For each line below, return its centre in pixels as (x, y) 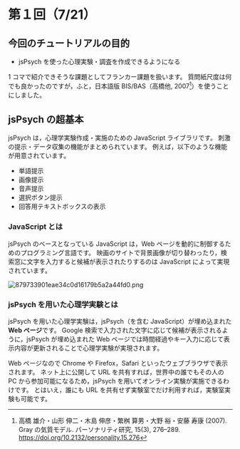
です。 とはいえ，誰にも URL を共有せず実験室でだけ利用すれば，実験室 (119, 390)
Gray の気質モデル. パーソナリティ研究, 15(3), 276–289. (99, 430)
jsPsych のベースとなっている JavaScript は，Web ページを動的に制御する (116, 244)
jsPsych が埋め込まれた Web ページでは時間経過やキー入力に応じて (125, 339)
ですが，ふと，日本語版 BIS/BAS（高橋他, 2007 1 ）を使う (134, 85)
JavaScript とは (36, 227)
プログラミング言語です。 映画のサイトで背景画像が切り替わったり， (121, 252)
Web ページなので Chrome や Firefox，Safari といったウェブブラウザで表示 (118, 363)
